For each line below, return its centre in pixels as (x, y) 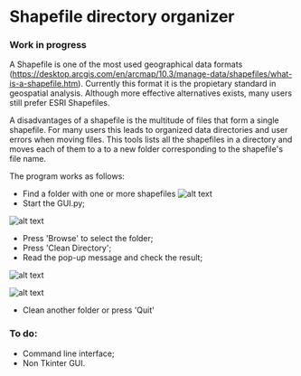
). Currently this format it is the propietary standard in (177, 84)
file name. (28, 159)
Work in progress (48, 45)
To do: (24, 334)
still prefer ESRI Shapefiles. (60, 103)
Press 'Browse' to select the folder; (88, 239)
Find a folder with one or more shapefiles (99, 194)
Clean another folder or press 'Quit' (89, 310)
